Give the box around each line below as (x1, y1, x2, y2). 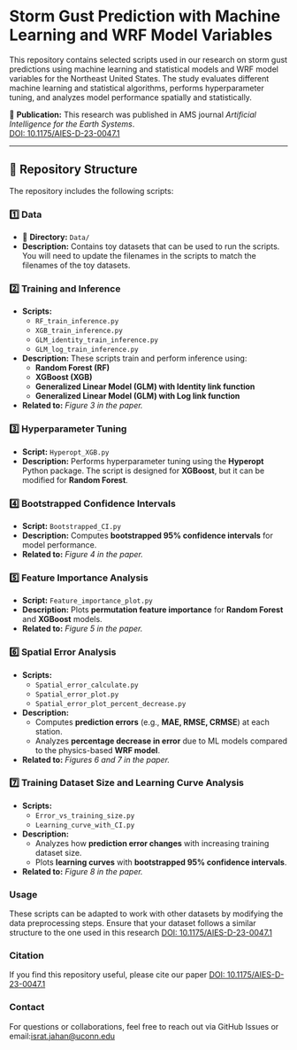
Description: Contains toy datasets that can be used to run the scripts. (21, 241, 280, 252)
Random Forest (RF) (34, 362, 110, 373)
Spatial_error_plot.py (34, 689, 119, 699)
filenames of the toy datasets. (21, 260, 131, 271)
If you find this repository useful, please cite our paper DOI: (9, 969, 225, 980)
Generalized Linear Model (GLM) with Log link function (34, 391, 240, 401)
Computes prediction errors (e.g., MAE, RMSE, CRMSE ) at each (34, 716, 270, 727)
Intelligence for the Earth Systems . (9, 118, 135, 129)
